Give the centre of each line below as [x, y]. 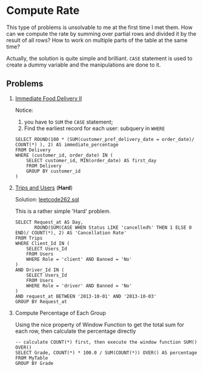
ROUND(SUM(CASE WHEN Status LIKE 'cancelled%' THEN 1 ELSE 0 [113, 228]
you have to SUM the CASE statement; [68, 122]
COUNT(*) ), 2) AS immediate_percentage [67, 145]
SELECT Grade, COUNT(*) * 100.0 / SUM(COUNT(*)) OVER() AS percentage [106, 353]
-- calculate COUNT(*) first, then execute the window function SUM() [106, 342]
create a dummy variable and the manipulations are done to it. [84, 65]
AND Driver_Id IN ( [40, 270]
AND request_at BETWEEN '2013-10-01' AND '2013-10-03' [86, 296]
